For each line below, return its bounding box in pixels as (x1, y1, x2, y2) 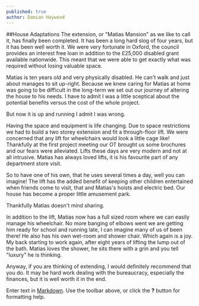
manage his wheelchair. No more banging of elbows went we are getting (6, 219, 184, 226)
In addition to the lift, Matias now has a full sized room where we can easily (6, 213, 190, 220)
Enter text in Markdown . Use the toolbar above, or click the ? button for (6, 286, 180, 294)
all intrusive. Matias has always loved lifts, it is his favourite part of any (6, 153, 178, 160)
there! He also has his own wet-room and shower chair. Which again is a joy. (6, 232, 193, 239)
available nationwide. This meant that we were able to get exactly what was (6, 56, 191, 63)
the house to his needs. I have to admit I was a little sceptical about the (6, 93, 180, 100)
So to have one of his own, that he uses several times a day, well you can (6, 171, 185, 178)
